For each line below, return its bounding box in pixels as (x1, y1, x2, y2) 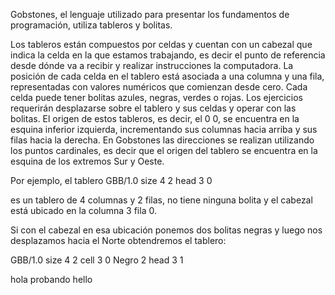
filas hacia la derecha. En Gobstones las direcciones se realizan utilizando (10, 134, 315, 146)
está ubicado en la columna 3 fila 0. (10, 205, 157, 216)
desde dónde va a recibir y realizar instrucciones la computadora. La (10, 60, 294, 71)
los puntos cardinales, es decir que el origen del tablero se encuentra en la (10, 145, 318, 156)
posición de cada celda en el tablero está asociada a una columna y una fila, (10, 70, 325, 82)
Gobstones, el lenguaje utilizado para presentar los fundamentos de (10, 9, 290, 20)
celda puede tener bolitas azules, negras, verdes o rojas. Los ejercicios (10, 92, 303, 103)
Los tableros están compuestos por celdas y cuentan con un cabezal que (10, 39, 313, 50)
